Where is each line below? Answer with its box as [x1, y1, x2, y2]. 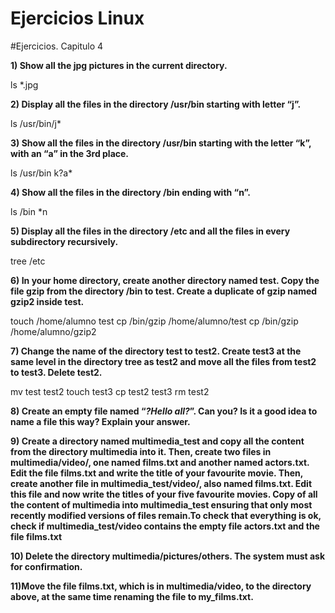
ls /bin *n [10, 205, 48, 217]
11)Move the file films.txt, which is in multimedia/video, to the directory [10, 580, 312, 592]
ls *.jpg [10, 78, 39, 91]
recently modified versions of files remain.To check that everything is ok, [10, 509, 322, 521]
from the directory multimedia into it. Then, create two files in [10, 445, 272, 457]
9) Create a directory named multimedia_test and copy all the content [10, 435, 305, 447]
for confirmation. [10, 560, 83, 572]
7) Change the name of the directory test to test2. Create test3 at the [10, 345, 302, 357]
